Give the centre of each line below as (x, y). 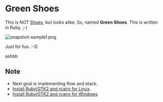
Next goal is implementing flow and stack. (55, 83)
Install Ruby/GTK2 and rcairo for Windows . (55, 94)
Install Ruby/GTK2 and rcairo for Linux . (52, 89)
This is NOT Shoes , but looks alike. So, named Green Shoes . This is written (81, 22)
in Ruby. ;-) (17, 27)
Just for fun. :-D (21, 46)
